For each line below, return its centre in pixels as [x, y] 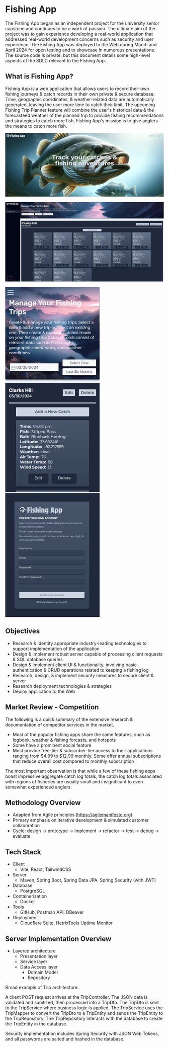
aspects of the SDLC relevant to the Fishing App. [56, 60]
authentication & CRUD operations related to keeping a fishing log [81, 670]
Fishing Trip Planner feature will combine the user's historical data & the [80, 110]
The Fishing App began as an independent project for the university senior [82, 23]
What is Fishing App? [39, 76]
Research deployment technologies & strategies [62, 686]
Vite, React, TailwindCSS [46, 869]
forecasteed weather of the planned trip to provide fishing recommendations [84, 115]
